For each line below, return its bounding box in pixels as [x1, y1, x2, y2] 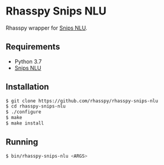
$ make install [5, 120, 44, 126]
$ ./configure [5, 109, 42, 115]
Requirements [5, 42, 60, 52]
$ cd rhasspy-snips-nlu [5, 103, 66, 109]
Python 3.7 [14, 57, 42, 65]
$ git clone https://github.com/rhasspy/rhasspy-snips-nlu [5, 98, 159, 104]
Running [5, 137, 39, 147]
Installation [5, 82, 49, 92]
